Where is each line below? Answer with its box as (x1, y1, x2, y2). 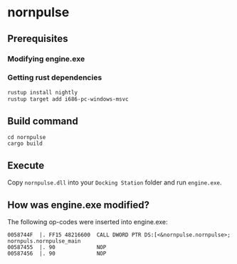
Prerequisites (7, 33, 68, 45)
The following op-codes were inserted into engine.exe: (7, 217, 169, 226)
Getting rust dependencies (7, 72, 102, 82)
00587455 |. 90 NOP (7, 243, 107, 251)
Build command (7, 115, 78, 127)
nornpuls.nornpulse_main (7, 237, 81, 245)
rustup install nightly (7, 89, 78, 96)
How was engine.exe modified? (7, 199, 149, 211)
